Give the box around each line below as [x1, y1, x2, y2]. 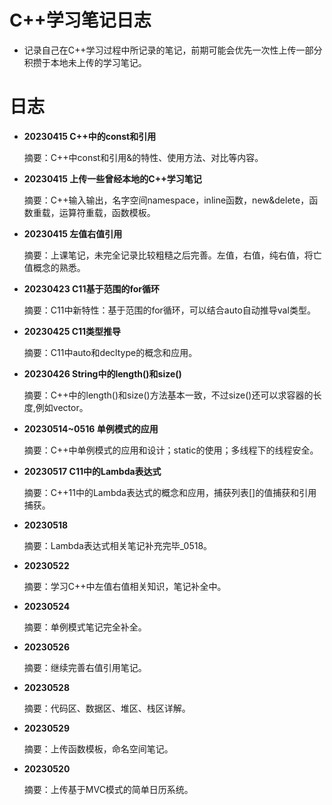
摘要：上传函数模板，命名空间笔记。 [23, 742, 174, 755]
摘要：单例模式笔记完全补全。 [23, 621, 147, 633]
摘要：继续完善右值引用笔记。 [23, 661, 147, 673]
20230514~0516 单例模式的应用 [23, 422, 159, 435]
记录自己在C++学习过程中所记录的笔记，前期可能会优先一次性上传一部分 [23, 44, 323, 56]
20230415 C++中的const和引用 [23, 130, 157, 142]
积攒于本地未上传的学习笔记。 [23, 56, 147, 68]
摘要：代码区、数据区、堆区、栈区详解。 [23, 702, 191, 714]
